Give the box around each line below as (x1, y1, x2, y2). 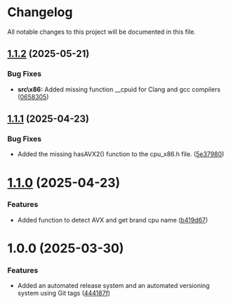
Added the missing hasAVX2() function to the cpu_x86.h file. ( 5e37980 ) (17, 150, 225, 158)
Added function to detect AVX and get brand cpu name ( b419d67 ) (17, 215, 209, 224)
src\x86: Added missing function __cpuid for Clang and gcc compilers (17, 85, 221, 94)
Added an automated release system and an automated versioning (17, 281, 210, 290)
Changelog (7, 4, 73, 20)
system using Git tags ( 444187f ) (17, 289, 111, 298)
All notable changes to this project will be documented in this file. (7, 27, 197, 36)
